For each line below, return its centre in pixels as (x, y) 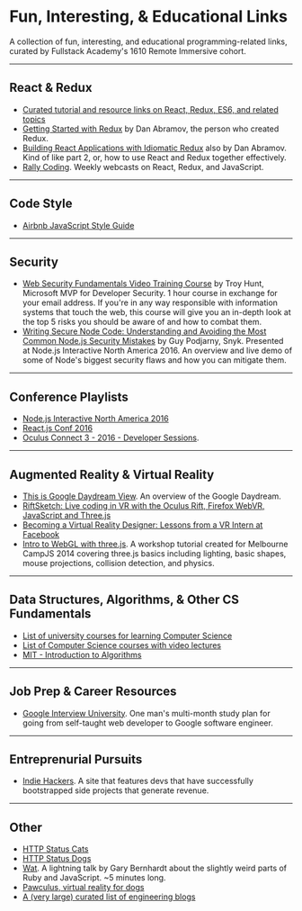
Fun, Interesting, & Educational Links (148, 17)
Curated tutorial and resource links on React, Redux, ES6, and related (150, 109)
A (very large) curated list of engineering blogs (109, 897)
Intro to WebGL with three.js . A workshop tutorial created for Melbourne (155, 544)
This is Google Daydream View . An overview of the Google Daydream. (151, 496)
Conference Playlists (69, 397)
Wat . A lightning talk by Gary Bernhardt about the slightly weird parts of (155, 868)
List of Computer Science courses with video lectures (122, 645)
